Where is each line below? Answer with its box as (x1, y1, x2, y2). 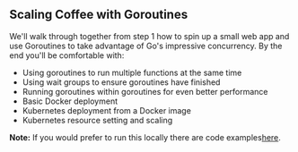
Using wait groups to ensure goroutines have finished (22, 76, 221, 88)
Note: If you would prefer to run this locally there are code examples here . (9, 131, 281, 142)
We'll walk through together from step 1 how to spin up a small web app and (9, 30, 290, 41)
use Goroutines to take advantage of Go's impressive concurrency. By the (9, 40, 283, 51)
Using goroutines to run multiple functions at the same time (22, 67, 242, 78)
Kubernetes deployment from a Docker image (22, 105, 191, 115)
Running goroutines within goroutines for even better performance (22, 86, 268, 97)
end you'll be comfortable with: (9, 49, 125, 61)
